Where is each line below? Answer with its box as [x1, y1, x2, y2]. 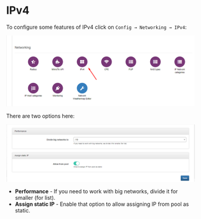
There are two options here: [6, 112, 75, 119]
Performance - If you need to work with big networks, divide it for [14, 187, 178, 195]
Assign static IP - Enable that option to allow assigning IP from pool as [14, 200, 190, 208]
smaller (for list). [14, 194, 56, 201]
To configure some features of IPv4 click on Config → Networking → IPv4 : [6, 23, 187, 31]
